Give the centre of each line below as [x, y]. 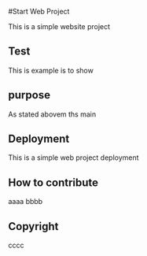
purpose [29, 95]
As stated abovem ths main [52, 114]
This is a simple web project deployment [73, 158]
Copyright [33, 226]
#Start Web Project [39, 11]
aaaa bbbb [26, 202]
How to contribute [53, 182]
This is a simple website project [59, 26]
